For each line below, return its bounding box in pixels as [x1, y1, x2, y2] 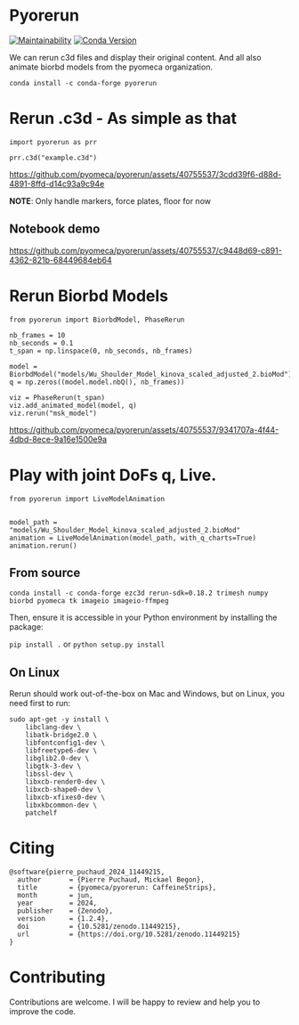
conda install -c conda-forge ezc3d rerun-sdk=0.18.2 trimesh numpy [9, 589, 269, 598]
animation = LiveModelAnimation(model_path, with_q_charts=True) [9, 533, 256, 542]
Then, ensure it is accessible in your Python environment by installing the [9, 612, 278, 623]
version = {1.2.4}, [17, 915, 109, 923]
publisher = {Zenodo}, [17, 907, 114, 915]
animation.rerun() [9, 541, 77, 550]
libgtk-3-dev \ [25, 762, 82, 771]
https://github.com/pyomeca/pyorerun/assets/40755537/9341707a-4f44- [9, 424, 279, 435]
